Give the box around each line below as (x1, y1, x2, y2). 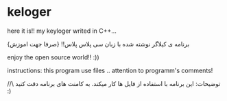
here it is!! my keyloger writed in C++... (7, 27, 117, 35)
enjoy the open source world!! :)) (7, 53, 99, 61)
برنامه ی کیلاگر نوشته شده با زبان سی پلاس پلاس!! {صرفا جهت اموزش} (7, 40, 190, 48)
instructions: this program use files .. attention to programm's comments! (7, 66, 213, 74)
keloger (7, 4, 51, 20)
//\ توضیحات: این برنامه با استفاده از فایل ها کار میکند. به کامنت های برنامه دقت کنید (7, 79, 221, 87)
